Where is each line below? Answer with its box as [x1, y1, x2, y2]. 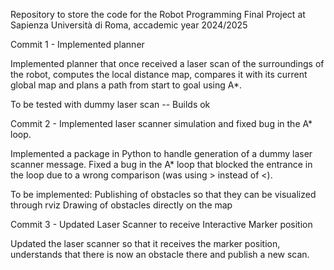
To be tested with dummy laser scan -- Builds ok [10, 99, 211, 110]
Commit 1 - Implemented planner [10, 39, 145, 50]
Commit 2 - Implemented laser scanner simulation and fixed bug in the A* [10, 118, 313, 129]
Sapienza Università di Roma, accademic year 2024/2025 [10, 19, 248, 31]
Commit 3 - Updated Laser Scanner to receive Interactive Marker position [10, 219, 313, 230]
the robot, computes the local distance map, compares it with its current [10, 69, 308, 80]
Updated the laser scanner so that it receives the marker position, [10, 238, 281, 249]
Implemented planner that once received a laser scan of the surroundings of [10, 58, 325, 69]
